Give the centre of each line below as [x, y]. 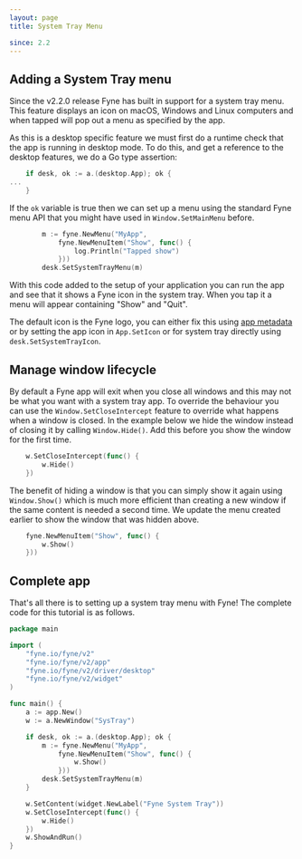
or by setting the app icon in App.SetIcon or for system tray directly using [146, 332]
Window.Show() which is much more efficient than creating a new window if [148, 500]
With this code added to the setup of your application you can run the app [147, 285]
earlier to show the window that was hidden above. [104, 519]
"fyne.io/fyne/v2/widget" [75, 679]
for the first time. [41, 439]
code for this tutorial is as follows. [72, 613]
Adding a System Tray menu [90, 79]
